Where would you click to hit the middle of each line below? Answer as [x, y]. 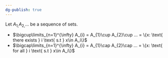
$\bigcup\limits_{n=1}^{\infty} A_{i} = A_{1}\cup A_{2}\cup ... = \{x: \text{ [88, 35]
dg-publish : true [24, 10]
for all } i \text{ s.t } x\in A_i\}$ [44, 51]
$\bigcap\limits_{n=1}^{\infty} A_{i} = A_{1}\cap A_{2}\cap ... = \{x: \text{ [88, 45]
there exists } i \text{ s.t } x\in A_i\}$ [50, 40]
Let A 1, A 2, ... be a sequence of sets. [41, 24]
